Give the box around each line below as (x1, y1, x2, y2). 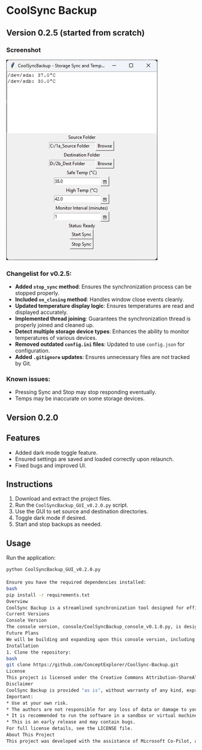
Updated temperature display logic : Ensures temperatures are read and (14, 302, 194, 310)
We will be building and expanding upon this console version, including (6, 636, 195, 642)
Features (6, 433, 40, 443)
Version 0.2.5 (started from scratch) (6, 28, 145, 38)
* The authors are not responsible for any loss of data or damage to (6, 706, 187, 713)
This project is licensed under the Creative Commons (6, 675, 144, 681)
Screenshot (6, 46, 41, 54)
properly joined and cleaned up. (14, 322, 94, 329)
